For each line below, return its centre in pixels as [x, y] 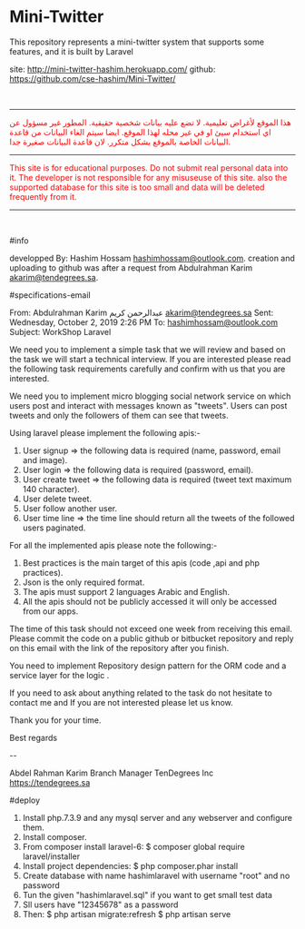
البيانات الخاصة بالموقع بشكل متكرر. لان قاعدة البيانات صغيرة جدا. [120, 142]
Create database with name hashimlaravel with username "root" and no [156, 875]
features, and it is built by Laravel [71, 51]
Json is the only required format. [84, 582]
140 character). [51, 489]
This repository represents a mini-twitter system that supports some [137, 42]
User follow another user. [70, 508]
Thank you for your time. [55, 720]
